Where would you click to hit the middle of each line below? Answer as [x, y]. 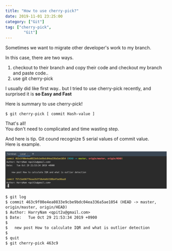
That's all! [16, 124]
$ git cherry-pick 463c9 [32, 243]
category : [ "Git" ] [25, 22]
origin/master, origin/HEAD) [36, 207]
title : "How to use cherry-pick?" [42, 11]
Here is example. [23, 144]
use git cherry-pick [33, 79]
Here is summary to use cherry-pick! [44, 104]
